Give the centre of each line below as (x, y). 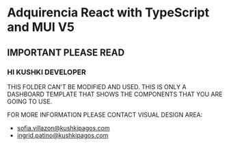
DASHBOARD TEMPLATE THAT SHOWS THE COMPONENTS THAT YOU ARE (115, 94)
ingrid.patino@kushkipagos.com (63, 135)
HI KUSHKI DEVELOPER (47, 72)
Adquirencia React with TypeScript (108, 13)
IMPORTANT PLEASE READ (66, 52)
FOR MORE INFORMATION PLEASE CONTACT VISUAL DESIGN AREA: (105, 114)
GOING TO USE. (30, 101)
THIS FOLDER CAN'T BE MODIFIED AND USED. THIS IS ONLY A (97, 86)
